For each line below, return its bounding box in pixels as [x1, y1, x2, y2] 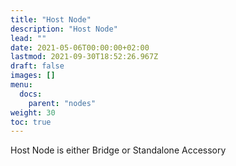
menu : [10, 80, 33, 90]
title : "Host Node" [10, 14, 92, 25]
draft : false [10, 61, 65, 71]
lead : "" [10, 33, 47, 43]
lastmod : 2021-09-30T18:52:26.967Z [10, 52, 159, 62]
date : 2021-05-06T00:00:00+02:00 [10, 42, 150, 53]
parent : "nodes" [28, 98, 97, 108]
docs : [19, 89, 43, 99]
